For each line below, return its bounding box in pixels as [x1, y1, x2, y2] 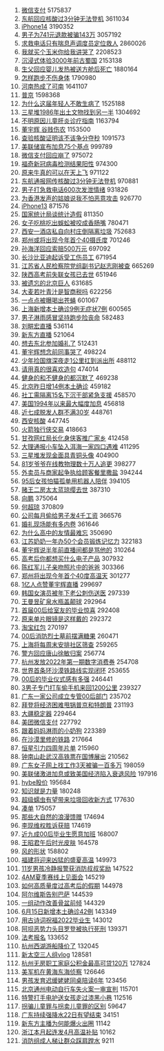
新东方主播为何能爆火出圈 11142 [21, 1019, 111, 1028]
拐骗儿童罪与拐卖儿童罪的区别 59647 [21, 1002, 127, 1010]
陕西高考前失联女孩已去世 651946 [21, 271, 117, 278]
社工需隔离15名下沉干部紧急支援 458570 [21, 391, 136, 399]
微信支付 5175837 [21, 6, 72, 14]
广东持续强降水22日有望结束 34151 [21, 1011, 119, 1019]
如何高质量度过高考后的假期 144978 [21, 882, 123, 890]
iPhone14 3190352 [21, 23, 74, 30]
